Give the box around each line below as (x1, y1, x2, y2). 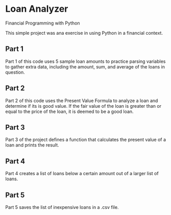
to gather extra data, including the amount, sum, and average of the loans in (5, 63, 165, 69)
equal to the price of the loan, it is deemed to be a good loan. (5, 108, 134, 114)
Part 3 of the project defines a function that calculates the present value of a (5, 136, 166, 143)
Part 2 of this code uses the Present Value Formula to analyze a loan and (5, 98, 158, 104)
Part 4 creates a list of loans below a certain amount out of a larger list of (5, 171, 159, 177)
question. (5, 69, 26, 75)
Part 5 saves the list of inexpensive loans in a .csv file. (5, 204, 119, 210)
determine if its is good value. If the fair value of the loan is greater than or (5, 103, 162, 109)
